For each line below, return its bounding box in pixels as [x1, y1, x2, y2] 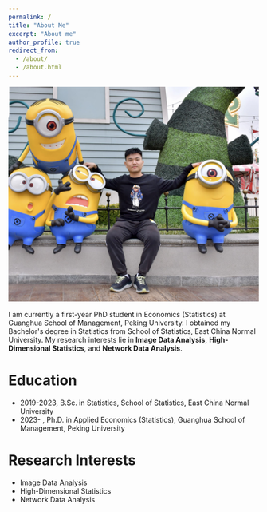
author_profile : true [8, 38, 80, 46]
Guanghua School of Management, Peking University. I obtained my [8, 318, 231, 327]
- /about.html [15, 64, 62, 72]
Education [8, 371, 77, 390]
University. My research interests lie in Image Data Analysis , [8, 335, 208, 345]
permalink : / [8, 13, 52, 21]
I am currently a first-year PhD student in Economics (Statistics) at [8, 310, 226, 320]
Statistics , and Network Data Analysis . [51, 343, 183, 353]
